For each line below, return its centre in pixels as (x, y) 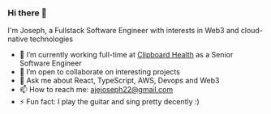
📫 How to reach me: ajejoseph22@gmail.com (96, 90)
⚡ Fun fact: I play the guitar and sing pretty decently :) (109, 102)
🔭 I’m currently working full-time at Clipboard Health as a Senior (126, 55)
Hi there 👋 (28, 13)
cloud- (252, 31)
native (18, 39)
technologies (52, 39)
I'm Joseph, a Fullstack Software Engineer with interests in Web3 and (123, 31)
